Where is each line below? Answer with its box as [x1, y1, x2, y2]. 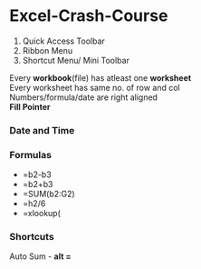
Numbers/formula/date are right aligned [9, 92, 158, 103]
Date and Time [9, 124, 75, 136]
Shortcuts [9, 231, 54, 244]
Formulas [9, 148, 53, 161]
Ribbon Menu [22, 45, 73, 55]
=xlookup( [22, 208, 62, 219]
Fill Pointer [9, 101, 51, 112]
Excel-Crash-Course [9, 5, 168, 26]
